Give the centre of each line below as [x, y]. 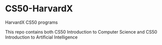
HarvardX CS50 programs [32, 22]
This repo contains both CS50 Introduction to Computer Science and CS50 [81, 32]
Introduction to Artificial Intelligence [41, 37]
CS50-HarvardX [39, 9]
